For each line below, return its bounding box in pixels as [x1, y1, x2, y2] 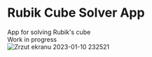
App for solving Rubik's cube [7, 28, 91, 36]
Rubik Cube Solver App [7, 5, 145, 21]
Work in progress [7, 35, 57, 43]
